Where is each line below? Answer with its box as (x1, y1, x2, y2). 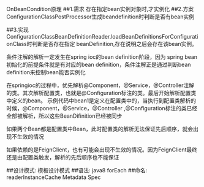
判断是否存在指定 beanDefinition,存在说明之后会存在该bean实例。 (31, 40, 198, 47)
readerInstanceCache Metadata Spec (6, 174, 101, 181)
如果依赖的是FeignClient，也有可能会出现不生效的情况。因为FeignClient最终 (6, 146, 198, 153)
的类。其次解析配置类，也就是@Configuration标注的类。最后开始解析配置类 (6, 90, 197, 96)
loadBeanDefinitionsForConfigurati (111, 33, 198, 40)
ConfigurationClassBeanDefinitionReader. (6, 33, 111, 40)
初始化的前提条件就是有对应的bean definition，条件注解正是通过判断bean (6, 61, 191, 68)
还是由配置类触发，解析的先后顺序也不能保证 (6, 154, 119, 161)
